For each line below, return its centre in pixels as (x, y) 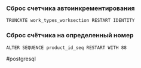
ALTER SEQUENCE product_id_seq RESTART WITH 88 (67, 48)
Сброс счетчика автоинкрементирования (70, 8)
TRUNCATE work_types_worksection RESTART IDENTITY (70, 21)
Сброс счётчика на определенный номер (70, 35)
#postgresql (21, 59)
